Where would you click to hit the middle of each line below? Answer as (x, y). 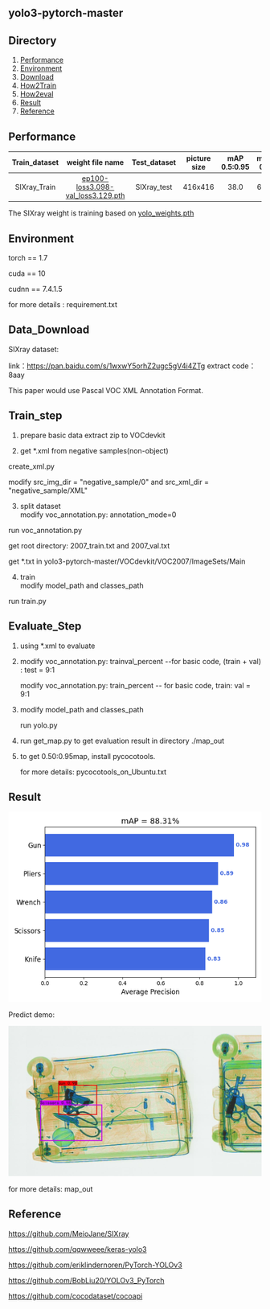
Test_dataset (154, 162)
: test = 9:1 (37, 670)
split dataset (41, 506)
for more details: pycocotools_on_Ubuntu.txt (93, 772)
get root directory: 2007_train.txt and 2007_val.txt (89, 545)
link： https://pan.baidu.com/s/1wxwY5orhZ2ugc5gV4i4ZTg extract (119, 366)
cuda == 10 (27, 273)
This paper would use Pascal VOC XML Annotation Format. (106, 390)
